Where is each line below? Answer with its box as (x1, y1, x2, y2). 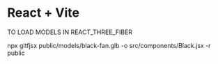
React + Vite (7, 5, 80, 21)
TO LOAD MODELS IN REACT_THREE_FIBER (7, 28, 133, 36)
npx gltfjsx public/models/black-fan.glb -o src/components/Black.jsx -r (7, 41, 211, 49)
